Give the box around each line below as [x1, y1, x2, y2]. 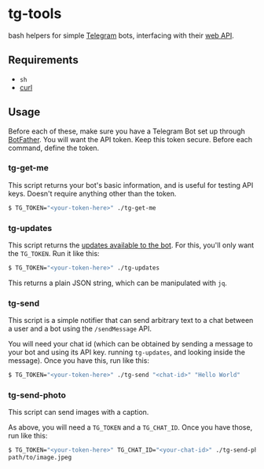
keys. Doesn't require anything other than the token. [8, 189, 177, 198]
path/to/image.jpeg [8, 453, 72, 462]
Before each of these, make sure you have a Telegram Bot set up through [8, 126, 246, 136]
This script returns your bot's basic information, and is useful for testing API [8, 180, 254, 189]
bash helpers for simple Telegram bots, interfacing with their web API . [8, 31, 234, 40]
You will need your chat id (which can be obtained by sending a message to [8, 339, 253, 349]
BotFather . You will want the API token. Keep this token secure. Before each [8, 134, 253, 144]
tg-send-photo [8, 390, 67, 401]
